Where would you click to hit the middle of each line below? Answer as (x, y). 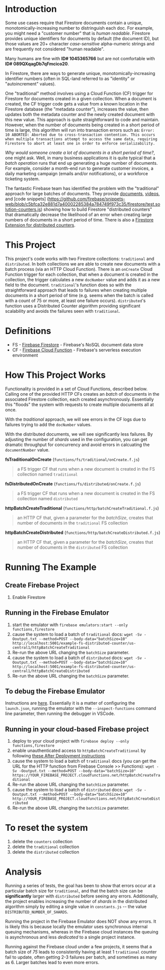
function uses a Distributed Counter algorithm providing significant (73, 306)
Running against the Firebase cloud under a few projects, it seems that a (79, 947)
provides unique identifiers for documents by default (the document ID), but (82, 38)
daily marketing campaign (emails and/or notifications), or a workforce (77, 173)
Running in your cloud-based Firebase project (77, 729)
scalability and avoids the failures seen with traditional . (63, 311)
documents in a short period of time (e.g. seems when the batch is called (79, 295)
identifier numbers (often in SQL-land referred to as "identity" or (70, 78)
